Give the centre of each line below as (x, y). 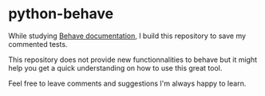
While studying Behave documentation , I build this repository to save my (127, 36)
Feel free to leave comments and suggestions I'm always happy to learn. (127, 83)
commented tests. (38, 44)
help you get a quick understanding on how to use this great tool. (115, 67)
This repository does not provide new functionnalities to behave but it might (133, 60)
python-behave (61, 14)
